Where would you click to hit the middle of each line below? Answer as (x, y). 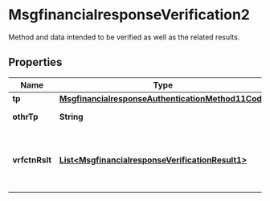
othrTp (25, 117)
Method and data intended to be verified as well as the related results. (124, 37)
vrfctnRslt (32, 160)
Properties (35, 62)
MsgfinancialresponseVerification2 (129, 15)
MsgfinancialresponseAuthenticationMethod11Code (163, 98)
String (71, 117)
